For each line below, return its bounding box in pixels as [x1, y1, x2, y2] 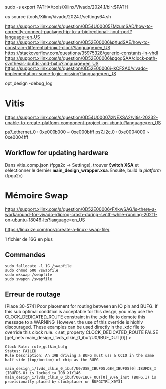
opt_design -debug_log [5, 80, 53, 86]
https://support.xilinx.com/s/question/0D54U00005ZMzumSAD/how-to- [5, 23, 153, 29]
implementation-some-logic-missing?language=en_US [5, 71, 116, 76]
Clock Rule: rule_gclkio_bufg [5, 344, 68, 349]
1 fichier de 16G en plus [5, 236, 53, 242]
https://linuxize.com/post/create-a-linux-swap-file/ [5, 226, 110, 232]
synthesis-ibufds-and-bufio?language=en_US [5, 61, 99, 66]
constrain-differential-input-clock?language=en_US [5, 45, 111, 50]
